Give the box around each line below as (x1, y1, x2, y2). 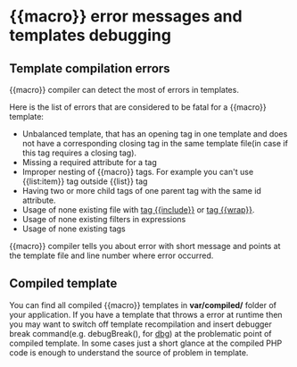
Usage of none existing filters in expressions (21, 214, 186, 224)
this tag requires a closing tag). (21, 147, 136, 158)
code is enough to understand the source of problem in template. (9, 346, 249, 358)
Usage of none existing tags (21, 223, 127, 234)
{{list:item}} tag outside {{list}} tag (21, 176, 148, 187)
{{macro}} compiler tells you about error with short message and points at (9, 241, 281, 251)
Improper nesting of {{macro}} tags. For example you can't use (21, 167, 254, 177)
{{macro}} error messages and (9, 6, 243, 27)
